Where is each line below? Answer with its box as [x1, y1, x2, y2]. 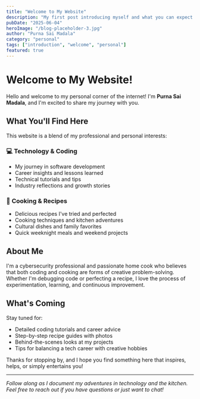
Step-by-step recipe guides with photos [14, 332, 113, 339]
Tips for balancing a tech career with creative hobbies [14, 344, 148, 351]
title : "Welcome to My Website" [6, 8, 86, 15]
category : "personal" [6, 36, 60, 42]
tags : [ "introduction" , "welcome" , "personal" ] [6, 42, 127, 48]
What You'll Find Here [6, 117, 89, 127]
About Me [6, 246, 43, 256]
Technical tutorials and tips [14, 175, 82, 183]
